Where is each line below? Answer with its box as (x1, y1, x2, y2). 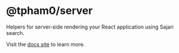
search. (6, 29, 25, 36)
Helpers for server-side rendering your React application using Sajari (6, 23, 174, 30)
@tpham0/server (6, 4, 93, 17)
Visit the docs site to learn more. (6, 41, 85, 48)
